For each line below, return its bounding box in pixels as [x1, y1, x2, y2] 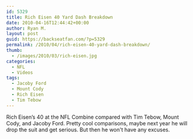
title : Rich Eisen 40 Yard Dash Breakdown [6, 14, 113, 20]
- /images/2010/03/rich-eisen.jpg [11, 53, 97, 59]
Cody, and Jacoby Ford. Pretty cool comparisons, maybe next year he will [6, 119, 188, 127]
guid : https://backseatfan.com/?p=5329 [6, 36, 105, 42]
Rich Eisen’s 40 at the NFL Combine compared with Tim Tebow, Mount [6, 113, 179, 121]
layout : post [6, 31, 39, 37]
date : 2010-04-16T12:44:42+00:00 [6, 20, 89, 26]
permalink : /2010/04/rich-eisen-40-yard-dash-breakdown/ [6, 42, 151, 48]
